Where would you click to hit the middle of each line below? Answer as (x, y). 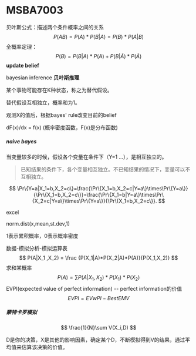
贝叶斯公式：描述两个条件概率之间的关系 (55, 27)
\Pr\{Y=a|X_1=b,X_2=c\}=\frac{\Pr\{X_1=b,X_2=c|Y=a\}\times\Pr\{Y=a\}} (103, 188)
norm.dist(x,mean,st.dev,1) (38, 223)
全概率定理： (21, 46)
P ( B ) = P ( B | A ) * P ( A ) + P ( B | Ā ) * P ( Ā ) (99, 56)
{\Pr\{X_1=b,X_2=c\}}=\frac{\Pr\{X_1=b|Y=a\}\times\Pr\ (99, 194)
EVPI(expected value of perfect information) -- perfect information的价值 (94, 288)
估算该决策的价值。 (45, 347)
